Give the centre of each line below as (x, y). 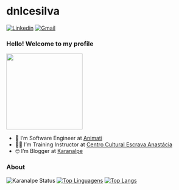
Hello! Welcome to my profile (50, 44)
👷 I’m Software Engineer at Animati (58, 138)
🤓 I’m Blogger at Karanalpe (49, 151)
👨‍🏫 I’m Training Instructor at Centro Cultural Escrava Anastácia (93, 144)
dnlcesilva (33, 11)
